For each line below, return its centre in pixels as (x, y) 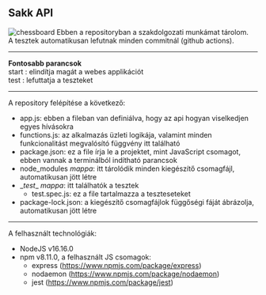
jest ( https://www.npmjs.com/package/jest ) (103, 282)
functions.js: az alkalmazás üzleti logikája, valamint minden (116, 134)
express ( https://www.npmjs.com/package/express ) (116, 265)
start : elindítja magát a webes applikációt (76, 71)
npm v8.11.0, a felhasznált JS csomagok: (85, 257)
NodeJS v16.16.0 (46, 248)
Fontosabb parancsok (45, 63)
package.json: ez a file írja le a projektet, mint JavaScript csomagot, (130, 151)
